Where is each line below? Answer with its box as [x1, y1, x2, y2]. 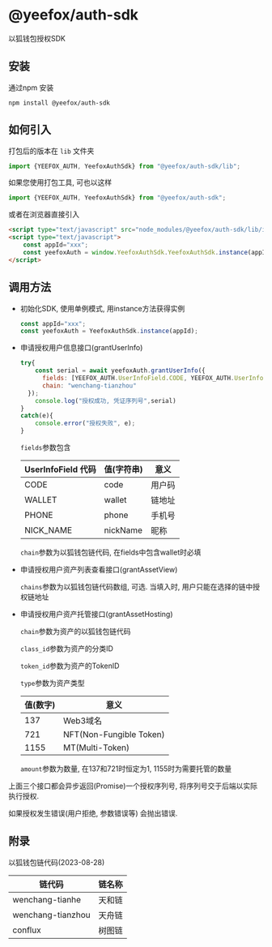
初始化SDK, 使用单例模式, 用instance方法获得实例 [19, 303, 185, 313]
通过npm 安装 [8, 83, 54, 92]
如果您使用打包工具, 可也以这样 [8, 178, 112, 187]
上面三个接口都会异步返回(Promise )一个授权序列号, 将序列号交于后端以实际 [8, 781, 257, 791]
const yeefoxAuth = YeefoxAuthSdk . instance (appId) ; [19, 327, 198, 336]
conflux [12, 924, 42, 936]
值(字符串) [104, 464, 143, 475]
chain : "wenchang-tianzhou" [41, 381, 137, 390]
